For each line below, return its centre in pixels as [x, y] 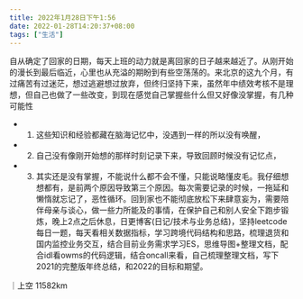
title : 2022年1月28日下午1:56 [63, 18]
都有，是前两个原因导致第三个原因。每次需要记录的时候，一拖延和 [166, 188]
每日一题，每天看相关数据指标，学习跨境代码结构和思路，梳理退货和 [162, 233]
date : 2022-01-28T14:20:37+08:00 [72, 26]
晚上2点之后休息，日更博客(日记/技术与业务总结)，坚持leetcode [170, 222]
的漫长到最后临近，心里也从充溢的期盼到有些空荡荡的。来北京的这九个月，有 [151, 72]
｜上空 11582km [38, 285]
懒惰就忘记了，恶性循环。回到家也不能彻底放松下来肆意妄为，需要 [158, 199]
